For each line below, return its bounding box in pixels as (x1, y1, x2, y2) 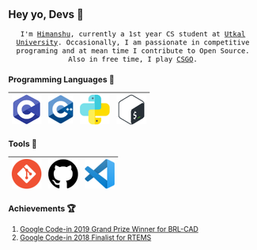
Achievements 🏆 (8, 203, 77, 214)
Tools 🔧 (8, 138, 37, 150)
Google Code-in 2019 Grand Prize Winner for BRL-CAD (19, 224, 199, 233)
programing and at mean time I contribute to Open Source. (15, 46, 250, 55)
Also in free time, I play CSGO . (68, 55, 198, 63)
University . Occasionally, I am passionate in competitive (15, 37, 251, 47)
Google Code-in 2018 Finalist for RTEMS (19, 233, 152, 242)
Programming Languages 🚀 (8, 74, 115, 85)
